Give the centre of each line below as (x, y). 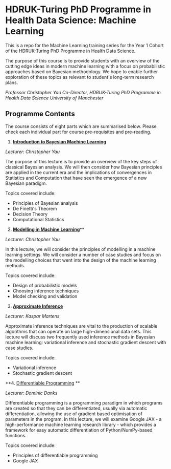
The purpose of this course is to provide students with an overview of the (82, 60)
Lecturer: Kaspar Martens (32, 316)
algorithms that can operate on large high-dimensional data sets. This (78, 331)
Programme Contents (40, 114)
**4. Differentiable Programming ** (43, 383)
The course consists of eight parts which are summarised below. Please (81, 126)
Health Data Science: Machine (71, 20)
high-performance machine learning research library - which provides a (81, 424)
